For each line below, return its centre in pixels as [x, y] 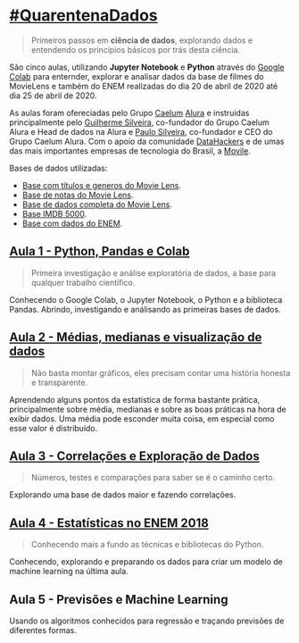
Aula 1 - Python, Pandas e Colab [100, 251]
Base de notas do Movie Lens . [78, 195]
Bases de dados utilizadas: [58, 168]
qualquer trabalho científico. [83, 282]
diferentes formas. [43, 630]
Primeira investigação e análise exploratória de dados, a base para [154, 272]
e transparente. [59, 382]
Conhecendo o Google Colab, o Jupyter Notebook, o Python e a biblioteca [146, 299]
